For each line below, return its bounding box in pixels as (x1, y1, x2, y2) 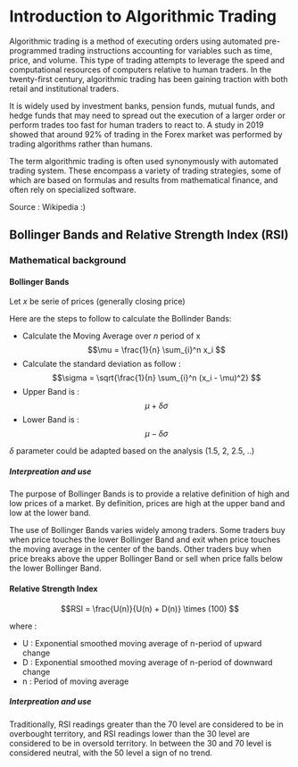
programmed (9, 45, 57, 55)
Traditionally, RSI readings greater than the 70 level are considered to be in (9, 719, 284, 729)
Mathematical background (9, 254, 127, 267)
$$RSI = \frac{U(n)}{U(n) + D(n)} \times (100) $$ (61, 603, 239, 613)
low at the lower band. (9, 507, 91, 519)
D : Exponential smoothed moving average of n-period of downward (21, 656, 273, 667)
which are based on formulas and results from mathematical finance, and (9, 174, 278, 185)
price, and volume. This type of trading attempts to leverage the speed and (9, 54, 286, 65)
